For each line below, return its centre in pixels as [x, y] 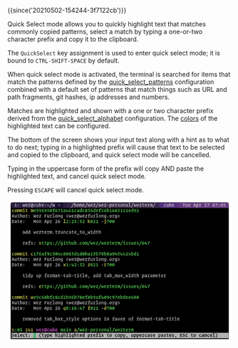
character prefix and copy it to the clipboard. [73, 39]
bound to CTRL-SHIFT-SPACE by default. [63, 60]
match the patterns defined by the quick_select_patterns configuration [111, 82]
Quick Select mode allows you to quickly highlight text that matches [107, 24]
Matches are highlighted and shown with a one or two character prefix [110, 111]
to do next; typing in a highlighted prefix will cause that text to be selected [116, 147]
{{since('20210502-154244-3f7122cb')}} [67, 10]
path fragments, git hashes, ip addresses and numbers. [88, 97]
